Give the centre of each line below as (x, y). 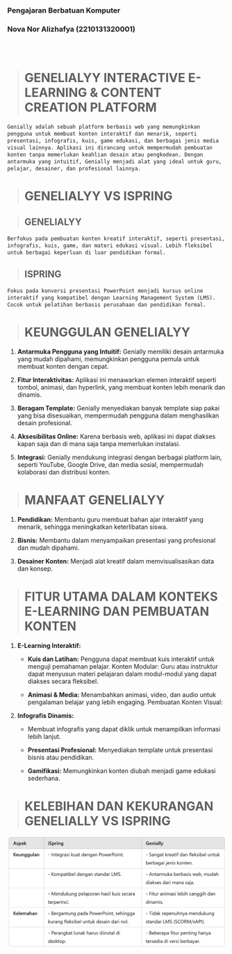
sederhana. (44, 778)
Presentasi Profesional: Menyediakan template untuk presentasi (120, 749)
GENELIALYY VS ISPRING (98, 196)
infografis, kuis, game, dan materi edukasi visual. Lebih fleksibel (110, 246)
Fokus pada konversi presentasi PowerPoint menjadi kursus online (105, 291)
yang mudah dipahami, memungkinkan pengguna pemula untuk (108, 359)
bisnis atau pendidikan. (61, 757)
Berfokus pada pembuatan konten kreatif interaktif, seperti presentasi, (116, 239)
